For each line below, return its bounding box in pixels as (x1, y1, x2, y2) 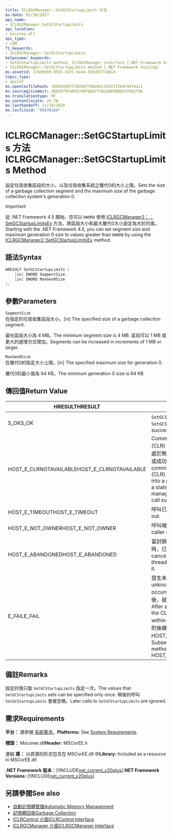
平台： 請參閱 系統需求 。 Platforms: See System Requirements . (5, 729, 138, 735)
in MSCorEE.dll (5, 757, 37, 763)
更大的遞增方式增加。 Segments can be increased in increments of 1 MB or (5, 339, 162, 345)
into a (151, 477, 165, 484)
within (151, 616, 166, 624)
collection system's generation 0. (5, 193, 76, 199)
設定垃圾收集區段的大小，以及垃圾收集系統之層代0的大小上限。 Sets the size (5, 182, 165, 188)
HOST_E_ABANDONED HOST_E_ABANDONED (8, 551, 117, 558)
